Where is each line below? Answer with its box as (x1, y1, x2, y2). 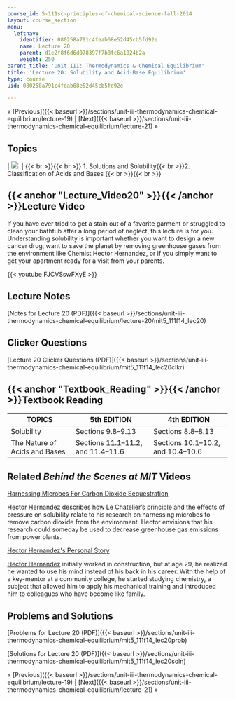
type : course (7, 75, 45, 83)
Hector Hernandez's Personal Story (7, 546, 110, 554)
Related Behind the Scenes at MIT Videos (7, 470, 191, 482)
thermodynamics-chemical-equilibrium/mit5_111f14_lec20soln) (7, 657, 187, 665)
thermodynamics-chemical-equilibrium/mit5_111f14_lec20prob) (7, 636, 187, 644)
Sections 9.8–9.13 (75, 427, 136, 437)
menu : (7, 23, 23, 30)
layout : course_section (7, 17, 77, 24)
